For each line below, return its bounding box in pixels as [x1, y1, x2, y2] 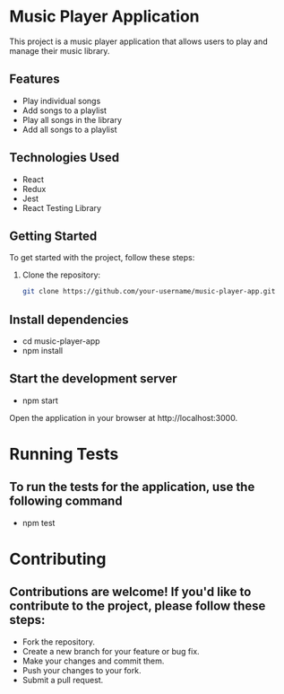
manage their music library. [9, 45, 110, 56]
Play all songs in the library [22, 114, 123, 125]
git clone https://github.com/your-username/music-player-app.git [22, 287, 276, 296]
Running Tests [9, 444, 119, 464]
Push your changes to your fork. [22, 664, 142, 675]
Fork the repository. [22, 636, 96, 647]
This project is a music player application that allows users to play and [9, 36, 268, 47]
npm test [22, 517, 56, 528]
